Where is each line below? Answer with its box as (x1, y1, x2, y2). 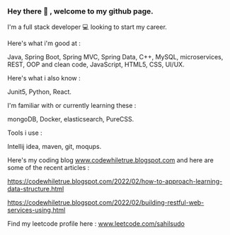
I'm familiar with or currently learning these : (7, 102, 137, 110)
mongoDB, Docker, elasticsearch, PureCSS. (7, 115, 134, 123)
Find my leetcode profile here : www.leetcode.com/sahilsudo (7, 219, 185, 228)
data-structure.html (7, 185, 64, 193)
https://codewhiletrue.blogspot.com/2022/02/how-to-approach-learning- (7, 177, 223, 186)
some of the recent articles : (7, 164, 90, 172)
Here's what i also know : (7, 74, 81, 83)
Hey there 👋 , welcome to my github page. (7, 6, 154, 16)
